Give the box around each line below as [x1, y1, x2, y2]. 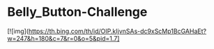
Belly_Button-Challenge [7, 4, 148, 20]
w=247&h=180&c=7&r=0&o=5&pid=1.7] [7, 34, 120, 42]
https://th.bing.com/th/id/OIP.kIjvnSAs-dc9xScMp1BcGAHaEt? [28, 27, 207, 35]
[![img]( [7, 27, 29, 35]
